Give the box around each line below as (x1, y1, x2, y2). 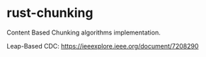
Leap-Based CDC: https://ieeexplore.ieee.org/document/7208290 (6, 42, 199, 50)
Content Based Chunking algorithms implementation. (6, 28, 161, 37)
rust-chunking (6, 5, 93, 21)
